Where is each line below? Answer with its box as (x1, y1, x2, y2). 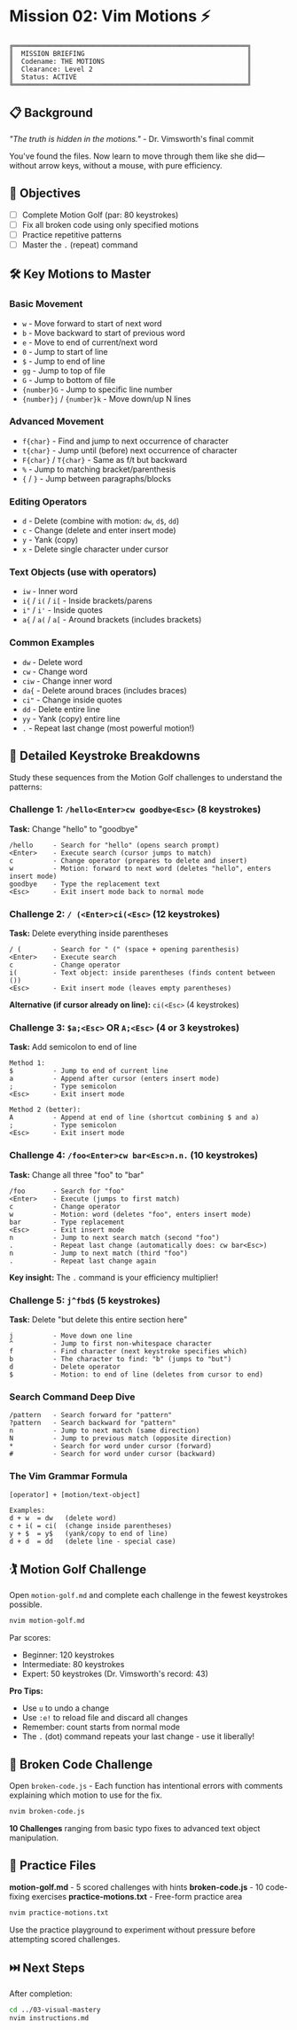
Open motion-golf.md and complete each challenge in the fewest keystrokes (9, 1590, 288, 1601)
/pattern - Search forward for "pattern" (9, 1411, 173, 1420)
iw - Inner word (21, 586, 78, 597)
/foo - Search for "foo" (9, 1187, 125, 1195)
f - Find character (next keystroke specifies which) (9, 1346, 248, 1356)
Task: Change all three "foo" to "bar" (9, 1169, 145, 1180)
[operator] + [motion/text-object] (9, 1490, 141, 1499)
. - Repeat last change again (9, 1256, 157, 1266)
